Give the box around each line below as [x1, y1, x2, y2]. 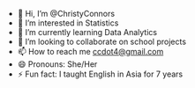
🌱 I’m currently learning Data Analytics [17, 27, 157, 37]
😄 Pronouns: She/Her [17, 59, 98, 70]
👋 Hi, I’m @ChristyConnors [17, 9, 116, 18]
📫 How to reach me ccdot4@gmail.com [17, 47, 164, 56]
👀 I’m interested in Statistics [17, 18, 119, 28]
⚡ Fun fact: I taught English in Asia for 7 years [17, 69, 184, 79]
